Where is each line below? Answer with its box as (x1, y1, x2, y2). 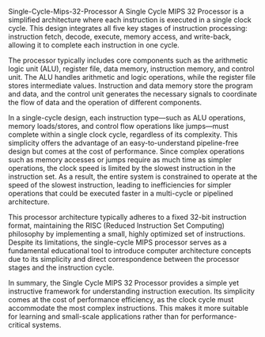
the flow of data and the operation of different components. (8, 98, 203, 107)
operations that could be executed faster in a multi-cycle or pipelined (8, 189, 233, 198)
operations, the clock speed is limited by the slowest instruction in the (8, 164, 236, 172)
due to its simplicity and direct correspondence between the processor (8, 255, 240, 263)
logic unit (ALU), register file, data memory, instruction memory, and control (8, 64, 255, 74)
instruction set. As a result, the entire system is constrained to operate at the (8, 172, 258, 181)
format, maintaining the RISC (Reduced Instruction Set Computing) (8, 221, 225, 230)
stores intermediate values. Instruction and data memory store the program (8, 81, 253, 90)
